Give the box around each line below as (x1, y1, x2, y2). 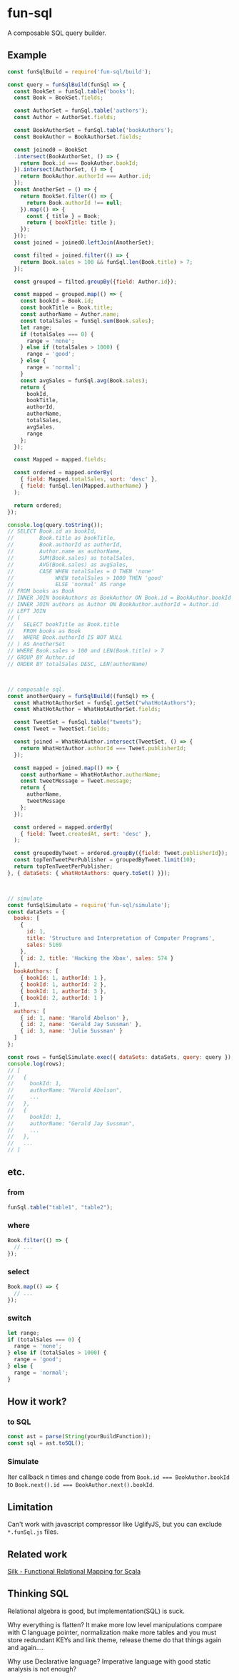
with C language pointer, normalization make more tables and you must (7, 1628, 217, 1637)
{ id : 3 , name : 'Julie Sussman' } (20, 1028, 123, 1035)
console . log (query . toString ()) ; (7, 521, 103, 528)
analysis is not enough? (7, 1664, 77, 1673)
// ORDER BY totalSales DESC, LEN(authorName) (7, 660, 148, 667)
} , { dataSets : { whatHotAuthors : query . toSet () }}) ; (7, 869, 171, 876)
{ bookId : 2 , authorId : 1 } (20, 994, 103, 1001)
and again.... (7, 1643, 44, 1651)
